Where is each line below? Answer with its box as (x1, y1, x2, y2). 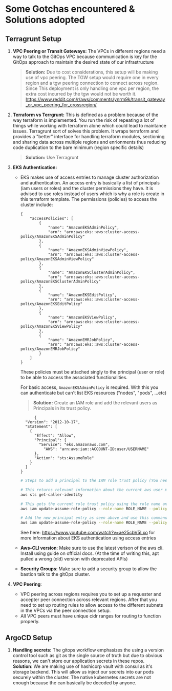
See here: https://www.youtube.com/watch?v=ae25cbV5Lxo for (20, 530, 155, 536)
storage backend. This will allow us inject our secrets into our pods (12, 668, 154, 675)
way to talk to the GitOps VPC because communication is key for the (12, 53, 157, 60)
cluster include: (20, 201, 53, 208)
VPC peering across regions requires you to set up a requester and (20, 591, 162, 597)
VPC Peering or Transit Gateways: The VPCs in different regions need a (12, 48, 166, 54)
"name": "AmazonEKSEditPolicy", (48, 292, 117, 297)
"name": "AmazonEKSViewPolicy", (48, 315, 117, 320)
